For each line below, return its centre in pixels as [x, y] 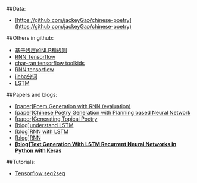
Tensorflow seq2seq [40, 173]
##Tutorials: [21, 162]
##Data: [16, 9]
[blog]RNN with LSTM [42, 131]
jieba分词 [26, 76]
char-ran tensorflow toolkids [50, 63]
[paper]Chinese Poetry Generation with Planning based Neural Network [103, 113]
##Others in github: [30, 38]
